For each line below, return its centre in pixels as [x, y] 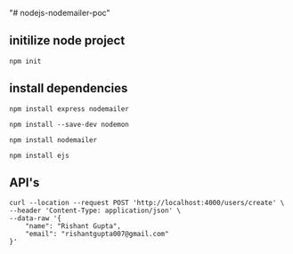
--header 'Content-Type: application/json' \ [95, 211]
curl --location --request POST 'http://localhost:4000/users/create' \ [147, 203]
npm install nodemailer [53, 140]
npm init [25, 61]
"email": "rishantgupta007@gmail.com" [97, 234]
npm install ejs [39, 155]
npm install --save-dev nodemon [69, 124]
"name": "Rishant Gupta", [73, 226]
